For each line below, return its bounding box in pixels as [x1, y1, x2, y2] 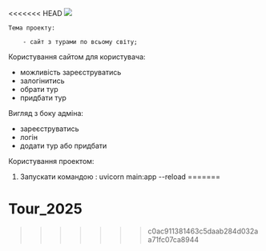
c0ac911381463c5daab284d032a [147, 226, 259, 236]
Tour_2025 [8, 200, 83, 218]
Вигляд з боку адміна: [8, 109, 84, 118]
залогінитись [19, 76, 66, 86]
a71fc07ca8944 [147, 234, 199, 244]
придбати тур [19, 93, 66, 102]
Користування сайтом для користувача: [8, 52, 146, 62]
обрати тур [19, 85, 58, 94]
